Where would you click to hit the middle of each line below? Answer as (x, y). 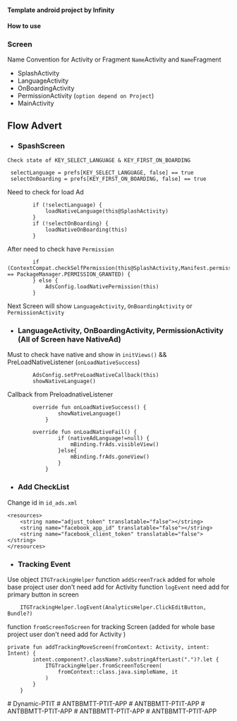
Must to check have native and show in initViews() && (87, 355)
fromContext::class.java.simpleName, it (118, 672)
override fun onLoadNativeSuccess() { (90, 408)
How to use (24, 26)
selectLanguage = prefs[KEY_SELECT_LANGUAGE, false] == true (102, 173)
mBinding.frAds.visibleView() (115, 445)
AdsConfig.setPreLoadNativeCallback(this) (96, 375)
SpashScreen (41, 146)
